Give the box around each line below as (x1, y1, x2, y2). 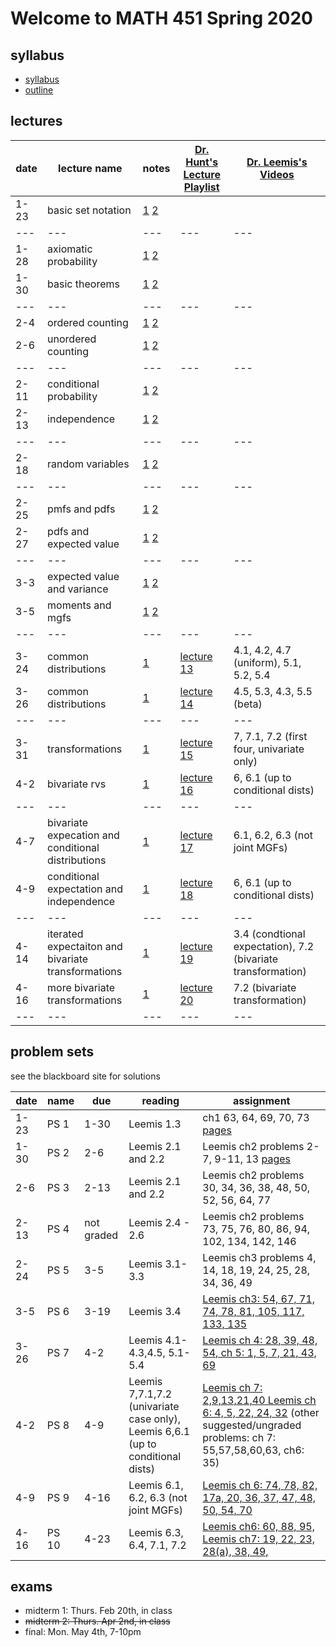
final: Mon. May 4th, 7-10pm (24, 1626, 142, 1638)
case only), (128, 1412, 182, 1426)
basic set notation (47, 203, 132, 217)
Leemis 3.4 (128, 1304, 182, 1318)
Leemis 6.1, (128, 1478, 184, 1492)
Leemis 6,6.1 (128, 1424, 191, 1438)
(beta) (233, 697, 263, 711)
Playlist (183, 180, 220, 194)
